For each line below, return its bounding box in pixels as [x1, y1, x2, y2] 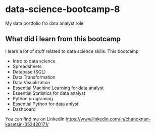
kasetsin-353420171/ [5, 121, 49, 127]
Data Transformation [12, 74, 56, 80]
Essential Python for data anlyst [12, 101, 79, 107]
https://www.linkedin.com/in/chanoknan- [65, 116, 151, 122]
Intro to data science [12, 58, 56, 64]
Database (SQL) [12, 69, 46, 75]
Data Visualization [12, 79, 50, 85]
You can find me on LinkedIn [5, 116, 65, 122]
